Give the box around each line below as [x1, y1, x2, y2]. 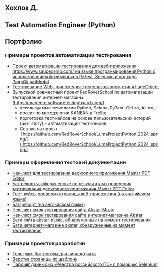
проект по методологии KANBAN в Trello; [19, 110, 107, 116]
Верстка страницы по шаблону [12, 256, 78, 262]
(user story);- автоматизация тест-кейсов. [19, 120, 108, 127]
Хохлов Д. [5, 4, 38, 12]
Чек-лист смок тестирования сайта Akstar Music [12, 206, 114, 213]
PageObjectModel [12, 79, 49, 85]
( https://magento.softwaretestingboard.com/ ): [12, 100, 106, 106]
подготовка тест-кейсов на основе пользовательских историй [19, 115, 151, 121]
